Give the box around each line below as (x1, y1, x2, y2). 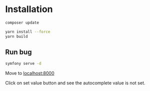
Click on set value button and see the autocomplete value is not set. (5, 80, 145, 86)
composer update (5, 20, 39, 25)
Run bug (5, 48, 32, 56)
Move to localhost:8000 (5, 70, 55, 76)
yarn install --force (5, 29, 51, 34)
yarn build (5, 34, 28, 39)
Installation (5, 4, 53, 15)
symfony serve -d (5, 61, 42, 66)
